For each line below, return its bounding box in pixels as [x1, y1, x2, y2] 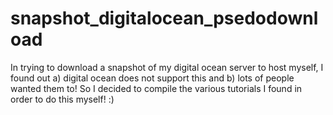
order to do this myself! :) [10, 93, 115, 105]
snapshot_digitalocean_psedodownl [10, 7, 319, 30]
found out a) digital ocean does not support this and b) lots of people [10, 72, 295, 84]
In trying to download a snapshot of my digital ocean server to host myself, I [10, 61, 324, 73]
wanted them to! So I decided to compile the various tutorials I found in [10, 82, 303, 94]
